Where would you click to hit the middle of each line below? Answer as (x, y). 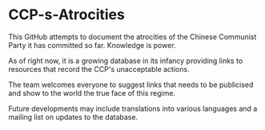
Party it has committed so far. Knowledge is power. (92, 45)
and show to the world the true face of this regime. (92, 93)
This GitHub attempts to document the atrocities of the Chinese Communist (132, 37)
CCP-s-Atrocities (67, 15)
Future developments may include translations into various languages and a (133, 108)
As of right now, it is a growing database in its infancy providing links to (126, 61)
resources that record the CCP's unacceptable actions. (99, 69)
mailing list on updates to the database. (73, 116)
